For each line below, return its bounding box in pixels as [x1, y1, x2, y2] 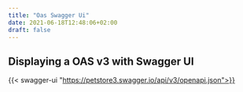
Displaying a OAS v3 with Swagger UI [8, 55, 194, 68]
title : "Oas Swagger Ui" [8, 11, 90, 19]
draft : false [8, 26, 51, 34]
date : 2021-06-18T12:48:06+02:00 [8, 19, 118, 27]
